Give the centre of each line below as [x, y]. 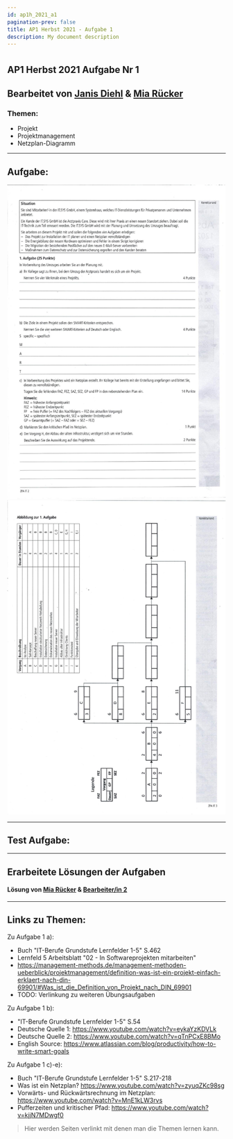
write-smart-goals [43, 1051]
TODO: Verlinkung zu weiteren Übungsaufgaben [86, 994]
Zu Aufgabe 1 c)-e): [35, 1065]
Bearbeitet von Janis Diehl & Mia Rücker [95, 94]
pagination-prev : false [42, 22]
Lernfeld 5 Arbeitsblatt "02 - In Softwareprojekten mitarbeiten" [106, 958]
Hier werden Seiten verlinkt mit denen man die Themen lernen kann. [122, 1128]
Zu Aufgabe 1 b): [31, 1008]
